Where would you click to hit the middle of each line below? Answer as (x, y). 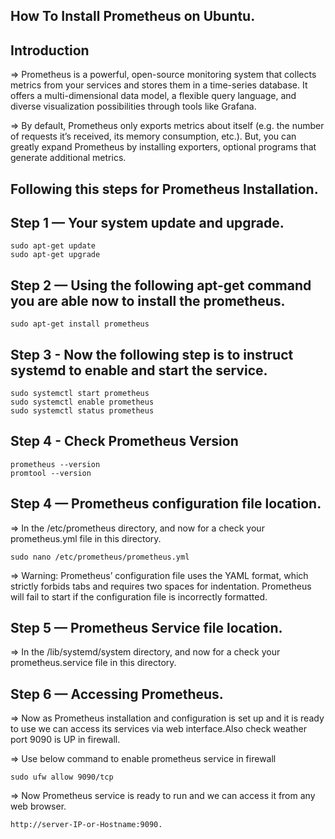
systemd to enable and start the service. (139, 370)
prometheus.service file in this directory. (93, 663)
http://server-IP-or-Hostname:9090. (86, 825)
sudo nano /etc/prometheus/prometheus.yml (100, 557)
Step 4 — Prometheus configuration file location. (166, 504)
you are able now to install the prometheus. (148, 300)
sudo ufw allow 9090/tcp (62, 777)
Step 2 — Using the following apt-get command (161, 285)
